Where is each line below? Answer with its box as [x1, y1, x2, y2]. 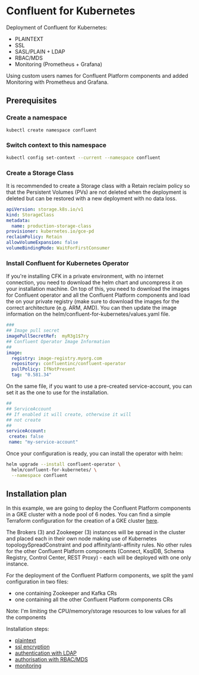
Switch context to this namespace [6, 141, 107, 149]
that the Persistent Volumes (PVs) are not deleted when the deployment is [6, 189, 187, 196]
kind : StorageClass [6, 212, 55, 218]
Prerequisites [6, 96, 57, 106]
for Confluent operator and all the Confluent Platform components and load [6, 291, 190, 299]
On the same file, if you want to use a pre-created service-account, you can [6, 382, 192, 390]
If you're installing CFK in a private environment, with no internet [6, 272, 164, 280]
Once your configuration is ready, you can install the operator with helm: [6, 450, 183, 457]
